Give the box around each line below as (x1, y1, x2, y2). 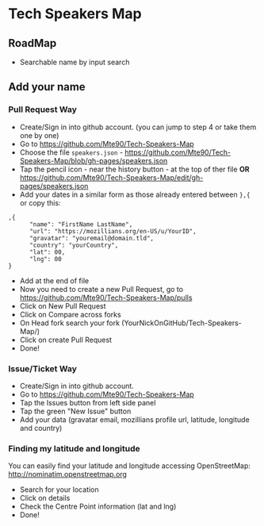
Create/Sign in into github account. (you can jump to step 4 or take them (19, 122, 257, 132)
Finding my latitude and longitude (8, 443, 140, 454)
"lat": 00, (29, 248, 66, 256)
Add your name (8, 80, 86, 94)
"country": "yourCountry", (29, 241, 119, 249)
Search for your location (19, 485, 99, 494)
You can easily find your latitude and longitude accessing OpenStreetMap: (8, 461, 251, 470)
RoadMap (8, 36, 57, 50)
